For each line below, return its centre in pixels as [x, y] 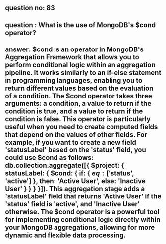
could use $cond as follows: [50, 158]
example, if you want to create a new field [71, 142]
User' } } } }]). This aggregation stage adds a [75, 189]
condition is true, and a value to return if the [74, 112]
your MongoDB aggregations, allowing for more [80, 227]
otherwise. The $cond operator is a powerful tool [82, 212]
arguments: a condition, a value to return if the [78, 104]
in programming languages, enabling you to [74, 80]
